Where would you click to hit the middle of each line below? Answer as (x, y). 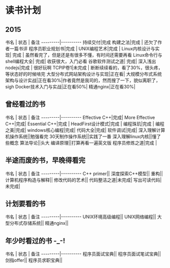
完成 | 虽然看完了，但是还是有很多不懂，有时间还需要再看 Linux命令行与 (87, 55)
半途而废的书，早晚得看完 (45, 160)
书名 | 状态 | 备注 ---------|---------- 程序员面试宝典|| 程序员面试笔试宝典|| (83, 254)
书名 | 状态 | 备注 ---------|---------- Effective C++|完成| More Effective (80, 117)
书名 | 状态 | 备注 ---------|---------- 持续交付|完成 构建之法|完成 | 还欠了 (81, 42)
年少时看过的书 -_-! (35, 241)
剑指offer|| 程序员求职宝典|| (34, 260)
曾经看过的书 (25, 104)
